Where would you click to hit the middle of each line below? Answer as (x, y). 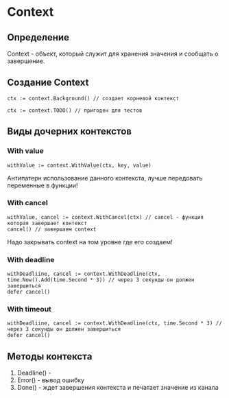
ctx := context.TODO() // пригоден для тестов (75, 110)
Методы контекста (50, 356)
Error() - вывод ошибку (50, 380)
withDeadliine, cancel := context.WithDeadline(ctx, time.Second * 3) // (115, 323)
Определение (38, 37)
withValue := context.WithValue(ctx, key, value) (80, 165)
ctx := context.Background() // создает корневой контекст (93, 98)
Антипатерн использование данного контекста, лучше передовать (105, 178)
